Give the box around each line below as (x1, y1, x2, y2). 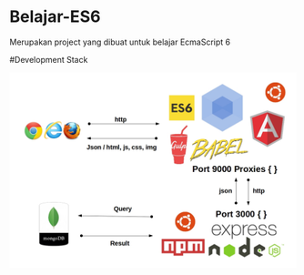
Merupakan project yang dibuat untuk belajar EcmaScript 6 (9, 36, 230, 47)
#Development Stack (9, 54, 88, 65)
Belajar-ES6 (9, 6, 101, 27)
